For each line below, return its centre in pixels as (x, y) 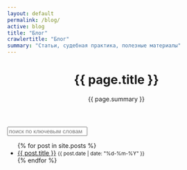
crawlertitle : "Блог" (38, 39)
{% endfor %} (37, 160)
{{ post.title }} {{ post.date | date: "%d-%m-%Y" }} (81, 153)
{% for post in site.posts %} (57, 145)
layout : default (30, 13)
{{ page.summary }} (116, 99)
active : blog (26, 26)
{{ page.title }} (116, 80)
